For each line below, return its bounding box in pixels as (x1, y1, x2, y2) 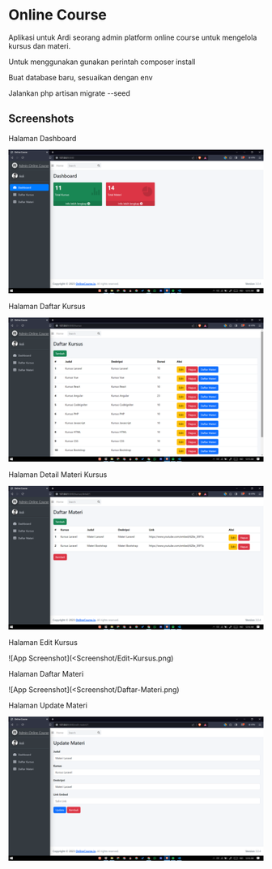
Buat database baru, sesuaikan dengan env (8, 72, 153, 82)
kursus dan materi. (8, 41, 71, 50)
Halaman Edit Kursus (8, 638, 79, 647)
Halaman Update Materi (8, 700, 87, 711)
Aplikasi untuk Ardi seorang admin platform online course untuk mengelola (8, 32, 257, 42)
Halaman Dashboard (8, 133, 77, 143)
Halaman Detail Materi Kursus (8, 469, 108, 480)
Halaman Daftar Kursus (8, 302, 86, 312)
